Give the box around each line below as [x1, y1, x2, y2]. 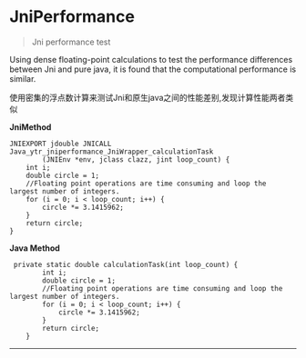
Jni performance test [31, 36, 111, 47]
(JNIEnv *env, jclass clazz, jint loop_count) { [42, 154, 230, 164]
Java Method [9, 243, 61, 254]
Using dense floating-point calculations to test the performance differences [9, 54, 293, 65]
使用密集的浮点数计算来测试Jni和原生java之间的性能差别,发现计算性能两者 [9, 92, 286, 103]
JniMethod [9, 121, 52, 133]
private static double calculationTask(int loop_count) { [13, 260, 239, 269]
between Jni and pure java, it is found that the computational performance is [9, 64, 297, 75]
